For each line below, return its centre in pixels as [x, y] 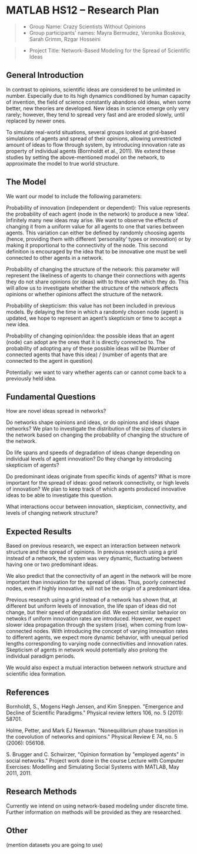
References [28, 692]
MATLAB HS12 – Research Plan [83, 10]
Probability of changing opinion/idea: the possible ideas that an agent [90, 336]
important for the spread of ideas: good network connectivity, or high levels [98, 483]
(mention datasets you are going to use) [54, 845]
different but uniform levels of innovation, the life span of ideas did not [91, 606]
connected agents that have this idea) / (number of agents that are [87, 355]
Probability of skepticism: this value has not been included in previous [91, 305]
